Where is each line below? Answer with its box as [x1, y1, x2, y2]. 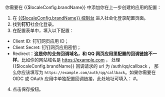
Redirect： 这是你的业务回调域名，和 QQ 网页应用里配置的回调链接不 [12, 50, 152, 56]
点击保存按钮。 [12, 86, 43, 92]
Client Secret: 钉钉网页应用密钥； [12, 44, 81, 50]
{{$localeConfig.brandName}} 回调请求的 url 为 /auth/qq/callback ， [12, 63, 153, 69]
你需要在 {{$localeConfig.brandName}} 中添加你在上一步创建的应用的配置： [5, 4, 161, 10]
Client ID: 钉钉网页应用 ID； [12, 38, 69, 44]
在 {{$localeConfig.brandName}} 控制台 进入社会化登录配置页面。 [12, 15, 148, 21]
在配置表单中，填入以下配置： [12, 27, 74, 33]
